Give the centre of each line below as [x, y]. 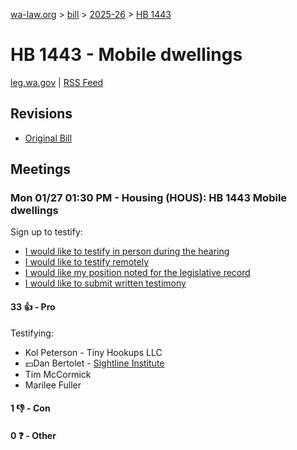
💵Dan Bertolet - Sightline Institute [94, 363]
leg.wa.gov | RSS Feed [57, 82]
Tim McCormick [58, 374]
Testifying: [32, 333]
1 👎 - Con [30, 408]
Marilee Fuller [53, 385]
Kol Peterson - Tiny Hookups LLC [93, 352]
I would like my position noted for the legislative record [137, 273]
